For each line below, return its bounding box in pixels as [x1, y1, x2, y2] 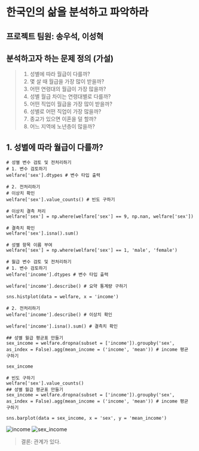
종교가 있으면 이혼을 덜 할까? [29, 115, 97, 123]
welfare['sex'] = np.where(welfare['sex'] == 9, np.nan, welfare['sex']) [6, 214, 194, 220]
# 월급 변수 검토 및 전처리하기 [6, 259, 72, 265]
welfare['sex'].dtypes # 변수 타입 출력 [6, 172, 100, 179]
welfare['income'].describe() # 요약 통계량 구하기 [6, 283, 127, 290]
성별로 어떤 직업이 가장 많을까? [29, 108, 102, 115]
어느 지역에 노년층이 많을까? [29, 123, 96, 130]
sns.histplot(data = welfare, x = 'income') [6, 294, 119, 300]
